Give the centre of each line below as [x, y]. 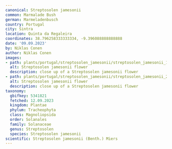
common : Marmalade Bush [31, 15]
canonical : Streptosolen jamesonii [43, 10]
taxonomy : [16, 91]
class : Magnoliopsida [33, 115]
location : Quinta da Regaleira [39, 34]
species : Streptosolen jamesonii [46, 134]
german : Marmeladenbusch [32, 19]
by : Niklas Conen [24, 48]
